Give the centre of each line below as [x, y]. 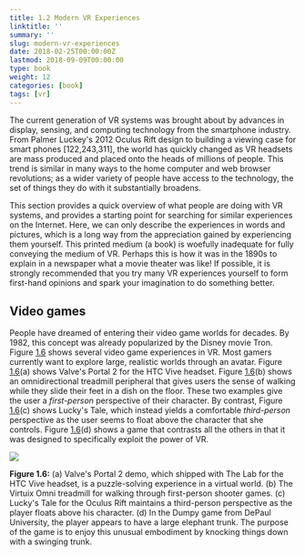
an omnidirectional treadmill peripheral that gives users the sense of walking [152, 381]
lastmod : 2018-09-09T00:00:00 [67, 60]
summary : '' [32, 35]
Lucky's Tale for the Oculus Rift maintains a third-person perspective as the [151, 503]
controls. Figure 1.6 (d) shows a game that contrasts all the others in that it [147, 430]
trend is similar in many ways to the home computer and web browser [140, 168]
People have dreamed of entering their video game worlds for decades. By [149, 333]
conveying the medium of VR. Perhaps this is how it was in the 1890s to [143, 253]
